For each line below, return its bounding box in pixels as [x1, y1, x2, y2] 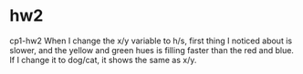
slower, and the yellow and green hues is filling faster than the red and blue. [9, 44, 295, 55]
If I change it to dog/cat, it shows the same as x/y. [9, 54, 197, 65]
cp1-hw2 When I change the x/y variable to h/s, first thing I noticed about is [9, 35, 293, 46]
